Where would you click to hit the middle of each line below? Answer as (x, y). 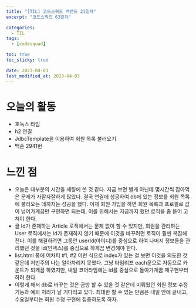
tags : (13, 39)
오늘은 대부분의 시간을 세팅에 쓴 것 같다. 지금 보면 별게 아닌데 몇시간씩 (94, 189)
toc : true (18, 55)
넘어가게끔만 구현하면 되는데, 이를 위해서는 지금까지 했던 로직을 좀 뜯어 (102, 211)
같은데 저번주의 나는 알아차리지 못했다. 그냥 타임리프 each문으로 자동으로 (98, 263)
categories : (21, 28)
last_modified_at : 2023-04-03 (43, 76)
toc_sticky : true (27, 60)
